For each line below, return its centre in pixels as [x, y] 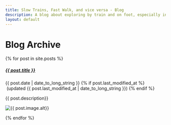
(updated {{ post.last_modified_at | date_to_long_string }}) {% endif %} [81, 88]
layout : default [22, 19]
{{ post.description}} [27, 98]
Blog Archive [33, 44]
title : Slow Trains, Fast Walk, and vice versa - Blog [65, 10]
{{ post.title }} [20, 70]
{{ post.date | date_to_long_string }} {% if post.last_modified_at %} [75, 83]
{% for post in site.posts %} [34, 58]
